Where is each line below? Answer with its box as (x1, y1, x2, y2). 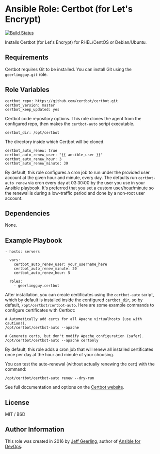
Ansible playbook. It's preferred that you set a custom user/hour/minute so (5, 185, 154, 191)
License (5, 398, 30, 407)
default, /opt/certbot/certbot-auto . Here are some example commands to (5, 302, 154, 308)
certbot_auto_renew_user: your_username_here (14, 262, 108, 267)
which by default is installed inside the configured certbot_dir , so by (5, 297, 143, 303)
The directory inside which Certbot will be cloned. (5, 139, 105, 145)
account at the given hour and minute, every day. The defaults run (5, 174, 137, 181)
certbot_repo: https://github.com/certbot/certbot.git (5, 98, 118, 103)
